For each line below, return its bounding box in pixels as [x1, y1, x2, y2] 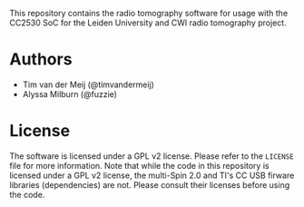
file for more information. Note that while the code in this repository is [9, 160, 270, 171]
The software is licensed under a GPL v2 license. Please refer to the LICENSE [9, 150, 294, 162]
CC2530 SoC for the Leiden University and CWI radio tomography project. [9, 17, 288, 28]
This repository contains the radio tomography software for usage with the [9, 8, 289, 18]
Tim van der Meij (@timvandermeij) [22, 79, 154, 90]
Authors [9, 49, 73, 70]
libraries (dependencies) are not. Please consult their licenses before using [9, 179, 290, 190]
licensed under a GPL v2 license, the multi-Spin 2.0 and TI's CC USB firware [9, 170, 295, 181]
